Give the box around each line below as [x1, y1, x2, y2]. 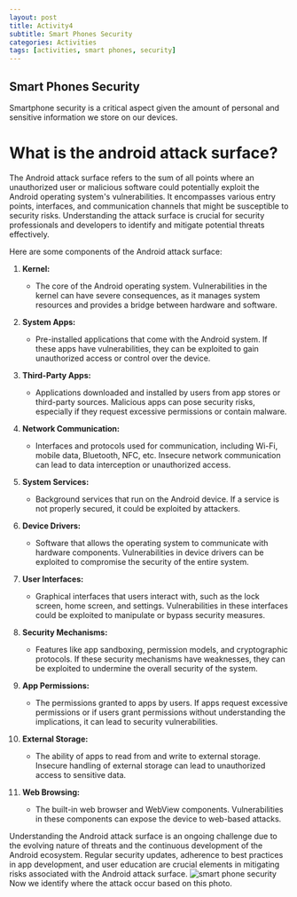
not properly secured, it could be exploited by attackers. [35, 503, 241, 513]
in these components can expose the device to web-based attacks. [35, 814, 282, 824]
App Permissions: [21, 680, 90, 691]
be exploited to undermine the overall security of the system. [35, 663, 259, 673]
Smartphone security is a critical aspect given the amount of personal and [9, 102, 280, 113]
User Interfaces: [21, 574, 84, 584]
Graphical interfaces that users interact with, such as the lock [35, 591, 260, 601]
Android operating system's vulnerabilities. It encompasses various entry [9, 191, 277, 202]
